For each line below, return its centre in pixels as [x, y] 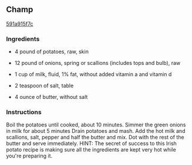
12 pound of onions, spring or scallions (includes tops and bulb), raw [97, 63]
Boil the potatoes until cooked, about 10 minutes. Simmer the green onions [96, 125]
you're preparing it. [29, 156]
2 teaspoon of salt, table [44, 86]
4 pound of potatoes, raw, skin [52, 51]
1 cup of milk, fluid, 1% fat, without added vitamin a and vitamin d [93, 74]
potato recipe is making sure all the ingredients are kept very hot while [91, 150]
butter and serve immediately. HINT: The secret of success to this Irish [92, 143]
